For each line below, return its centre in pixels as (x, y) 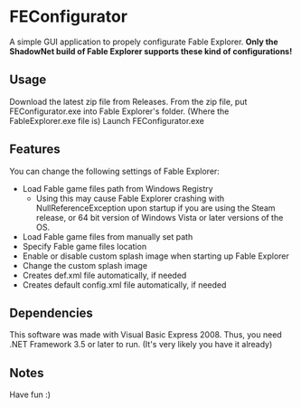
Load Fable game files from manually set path (108, 236)
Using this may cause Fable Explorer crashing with (130, 198)
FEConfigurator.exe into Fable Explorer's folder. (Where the (119, 111)
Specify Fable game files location (85, 246)
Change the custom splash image (85, 265)
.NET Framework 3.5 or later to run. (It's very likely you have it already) (141, 345)
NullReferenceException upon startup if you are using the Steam (155, 208)
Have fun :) (30, 394)
